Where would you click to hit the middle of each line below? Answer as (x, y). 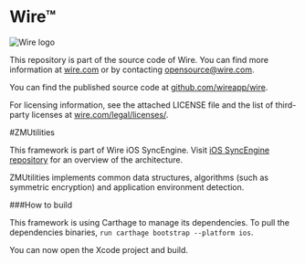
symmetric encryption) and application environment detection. (127, 187)
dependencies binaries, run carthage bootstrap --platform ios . (131, 232)
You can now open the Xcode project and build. (99, 249)
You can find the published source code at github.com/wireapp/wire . (139, 87)
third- (286, 105)
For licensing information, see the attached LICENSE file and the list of (142, 105)
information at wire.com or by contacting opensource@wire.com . (132, 69)
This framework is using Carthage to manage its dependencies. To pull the (150, 222)
